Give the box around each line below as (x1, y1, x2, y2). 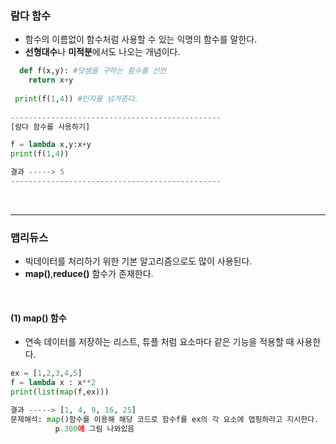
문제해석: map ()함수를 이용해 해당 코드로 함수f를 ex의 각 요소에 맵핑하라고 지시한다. (10, 414, 320, 424)
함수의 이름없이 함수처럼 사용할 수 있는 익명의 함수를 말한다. (24, 33, 258, 46)
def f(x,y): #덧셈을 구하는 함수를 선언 (19, 66, 167, 76)
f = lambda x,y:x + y (10, 140, 92, 150)
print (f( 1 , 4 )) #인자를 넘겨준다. (14, 93, 140, 104)
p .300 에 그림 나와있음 (54, 423, 135, 434)
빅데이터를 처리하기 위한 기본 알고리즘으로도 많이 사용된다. (24, 255, 253, 267)
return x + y (28, 75, 74, 86)
